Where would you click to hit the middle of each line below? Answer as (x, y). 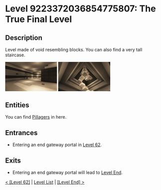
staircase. (15, 55)
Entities (17, 105)
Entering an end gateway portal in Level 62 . (57, 145)
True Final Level (39, 19)
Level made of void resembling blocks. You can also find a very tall (74, 50)
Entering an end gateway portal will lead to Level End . (68, 172)
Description (24, 38)
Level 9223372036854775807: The (80, 9)
